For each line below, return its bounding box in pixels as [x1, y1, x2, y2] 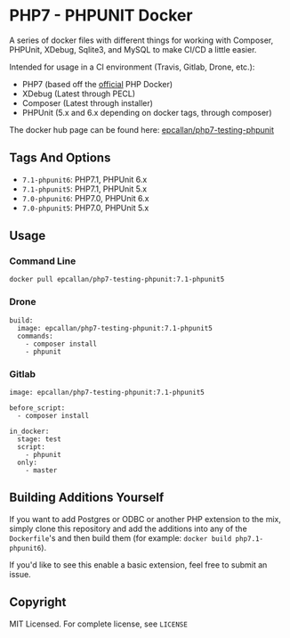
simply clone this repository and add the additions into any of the [9, 523, 247, 534]
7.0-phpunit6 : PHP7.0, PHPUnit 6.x [21, 192, 149, 203]
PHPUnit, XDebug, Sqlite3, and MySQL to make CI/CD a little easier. [9, 44, 257, 54]
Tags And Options [9, 151, 111, 166]
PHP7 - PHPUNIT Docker [9, 5, 193, 26]
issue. [9, 568, 31, 579]
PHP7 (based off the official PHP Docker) [21, 78, 173, 89]
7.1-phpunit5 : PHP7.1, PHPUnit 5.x [21, 184, 148, 194]
